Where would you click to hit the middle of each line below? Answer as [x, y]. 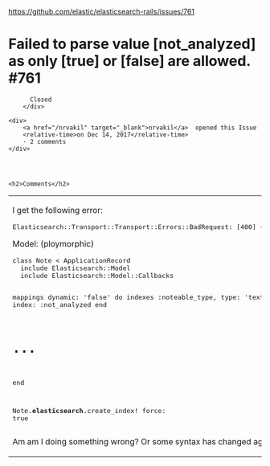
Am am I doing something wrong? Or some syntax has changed [132, 441]
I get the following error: [57, 210]
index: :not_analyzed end [59, 305]
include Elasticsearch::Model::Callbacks [97, 275]
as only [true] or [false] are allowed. [129, 61]
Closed [41, 100]
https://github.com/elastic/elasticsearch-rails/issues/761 [102, 12]
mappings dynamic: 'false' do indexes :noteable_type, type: [127, 297]
